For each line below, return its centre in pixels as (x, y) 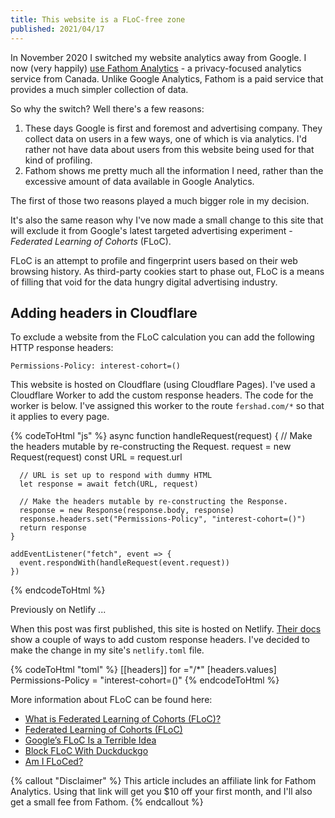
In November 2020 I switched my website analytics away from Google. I (158, 57)
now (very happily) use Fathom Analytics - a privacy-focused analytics (156, 68)
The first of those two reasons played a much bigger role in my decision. (160, 200)
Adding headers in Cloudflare (104, 312)
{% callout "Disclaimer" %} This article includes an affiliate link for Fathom (163, 781)
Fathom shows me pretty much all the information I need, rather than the (174, 170)
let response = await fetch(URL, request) (109, 484)
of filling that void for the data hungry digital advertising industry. (144, 282)
